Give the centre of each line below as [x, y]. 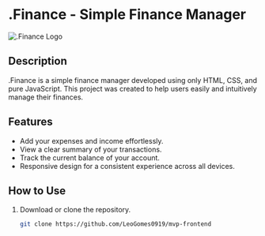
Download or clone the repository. [75, 210]
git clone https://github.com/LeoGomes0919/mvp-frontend [115, 224]
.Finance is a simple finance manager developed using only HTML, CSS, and [132, 80]
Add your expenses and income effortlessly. [91, 140]
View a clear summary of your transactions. [91, 149]
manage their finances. [46, 97]
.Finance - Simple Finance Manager [127, 15]
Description [38, 61]
